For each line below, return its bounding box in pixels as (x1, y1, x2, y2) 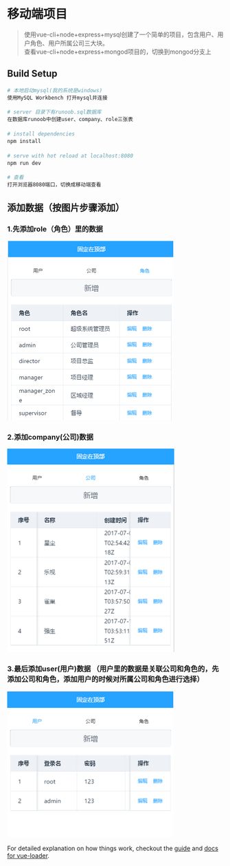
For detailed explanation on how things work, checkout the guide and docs (7, 844, 218, 853)
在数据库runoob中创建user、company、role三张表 (7, 116, 134, 123)
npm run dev (7, 160, 41, 166)
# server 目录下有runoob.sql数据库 (7, 109, 102, 116)
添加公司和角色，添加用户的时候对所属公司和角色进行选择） (7, 674, 205, 684)
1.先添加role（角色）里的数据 (7, 224, 103, 234)
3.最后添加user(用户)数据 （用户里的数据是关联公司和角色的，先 (7, 664, 219, 673)
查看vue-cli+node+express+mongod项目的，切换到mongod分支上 (23, 47, 211, 56)
